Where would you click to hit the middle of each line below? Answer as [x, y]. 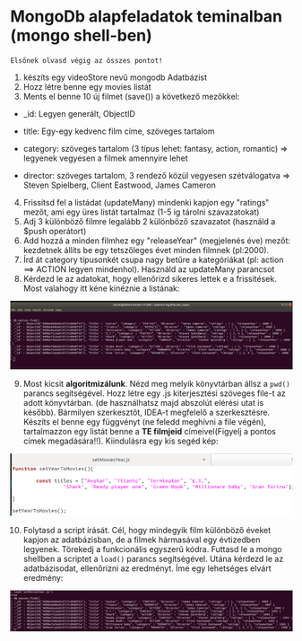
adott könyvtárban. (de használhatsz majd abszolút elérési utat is [143, 403]
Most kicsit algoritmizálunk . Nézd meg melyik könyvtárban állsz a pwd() [156, 384]
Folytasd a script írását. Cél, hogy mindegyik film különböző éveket [147, 531]
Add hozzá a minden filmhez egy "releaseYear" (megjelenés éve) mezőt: [156, 241]
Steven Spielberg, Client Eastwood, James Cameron [119, 185]
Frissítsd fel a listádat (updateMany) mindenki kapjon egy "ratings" [146, 202]
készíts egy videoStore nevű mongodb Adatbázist [115, 77]
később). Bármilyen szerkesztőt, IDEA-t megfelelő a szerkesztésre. [147, 413]
